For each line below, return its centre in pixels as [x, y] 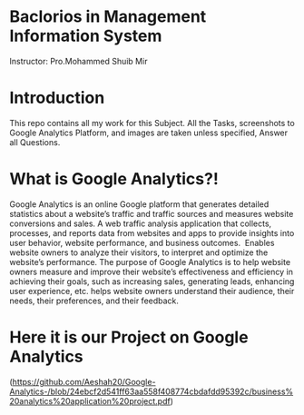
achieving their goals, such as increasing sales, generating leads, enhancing [152, 281]
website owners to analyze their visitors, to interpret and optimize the [139, 252]
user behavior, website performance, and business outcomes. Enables [142, 242]
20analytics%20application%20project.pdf [90, 400]
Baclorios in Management [108, 17]
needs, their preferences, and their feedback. [94, 301]
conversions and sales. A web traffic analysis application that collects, [141, 223]
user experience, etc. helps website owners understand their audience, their [152, 291]
